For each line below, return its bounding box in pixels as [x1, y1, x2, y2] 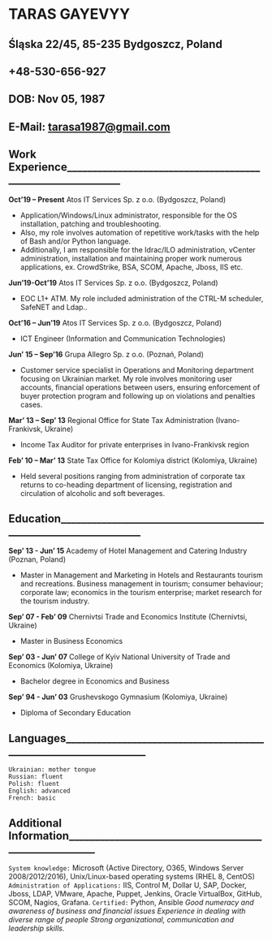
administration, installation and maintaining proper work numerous [19, 253, 242, 263]
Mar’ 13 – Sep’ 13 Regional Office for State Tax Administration [8, 415, 214, 425]
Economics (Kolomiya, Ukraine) [8, 661, 114, 671]
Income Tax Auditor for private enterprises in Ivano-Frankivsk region [19, 439, 249, 449]
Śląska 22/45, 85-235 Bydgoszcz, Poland [8, 37, 223, 51]
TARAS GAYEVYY [8, 5, 131, 24]
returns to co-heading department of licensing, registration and [19, 480, 233, 490]
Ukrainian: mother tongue [8, 766, 96, 774]
